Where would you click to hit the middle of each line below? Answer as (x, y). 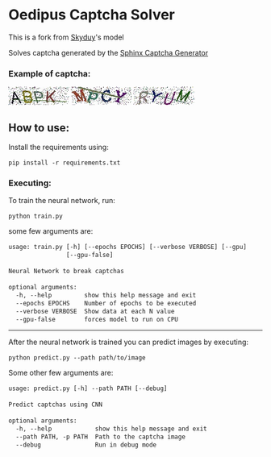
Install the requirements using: (58, 147)
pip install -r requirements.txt (65, 163)
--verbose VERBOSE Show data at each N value (95, 312)
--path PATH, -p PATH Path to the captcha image (100, 437)
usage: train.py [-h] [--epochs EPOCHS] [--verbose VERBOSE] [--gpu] (128, 247)
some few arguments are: (51, 231)
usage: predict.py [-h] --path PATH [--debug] (88, 388)
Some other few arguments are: (61, 373)
